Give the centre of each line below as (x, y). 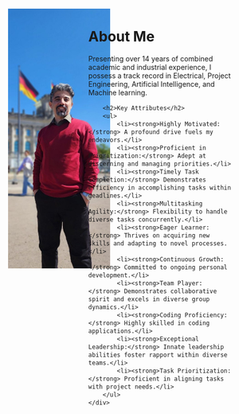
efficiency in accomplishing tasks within (160, 187)
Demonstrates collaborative (170, 291)
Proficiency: (206, 315)
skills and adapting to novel (138, 243)
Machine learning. (118, 92)
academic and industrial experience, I (150, 67)
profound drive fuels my (172, 132)
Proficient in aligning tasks (174, 379)
